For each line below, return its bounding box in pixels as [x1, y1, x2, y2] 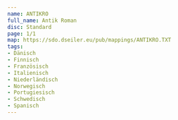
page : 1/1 [7, 30, 37, 37]
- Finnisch [7, 56, 39, 64]
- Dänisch [7, 50, 37, 57]
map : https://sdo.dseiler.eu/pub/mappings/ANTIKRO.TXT [7, 37, 172, 44]
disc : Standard [7, 23, 52, 30]
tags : [7, 43, 23, 50]
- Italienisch [7, 69, 49, 76]
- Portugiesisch [7, 89, 55, 96]
